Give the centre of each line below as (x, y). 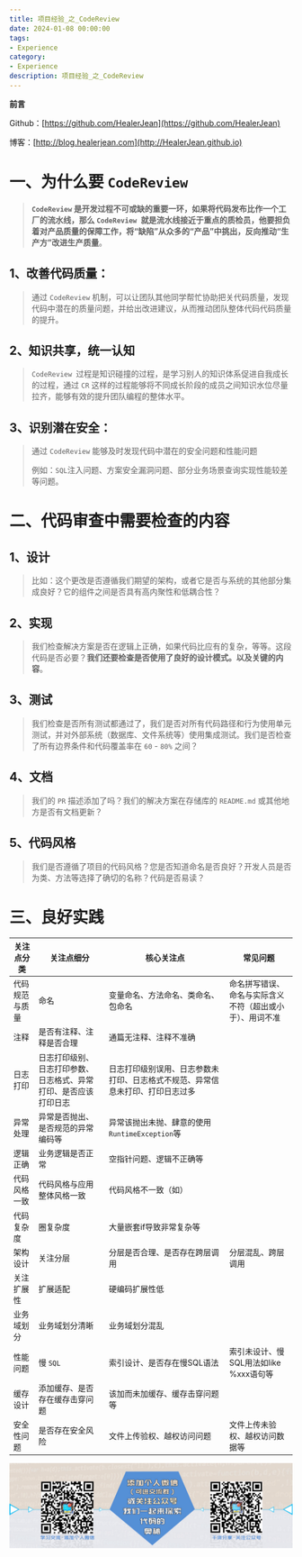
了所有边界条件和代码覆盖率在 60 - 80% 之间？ (115, 746)
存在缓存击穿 (62, 1399)
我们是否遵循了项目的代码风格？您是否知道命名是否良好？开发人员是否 (161, 866)
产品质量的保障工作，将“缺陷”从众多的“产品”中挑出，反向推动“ (164, 231)
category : (28, 57)
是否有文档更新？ (71, 812)
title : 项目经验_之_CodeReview (64, 19)
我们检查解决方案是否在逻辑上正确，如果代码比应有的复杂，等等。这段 (161, 646)
